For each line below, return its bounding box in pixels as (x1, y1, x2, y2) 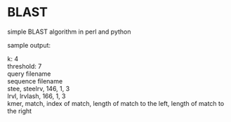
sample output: (7, 41, 51, 49)
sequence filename (7, 76, 63, 85)
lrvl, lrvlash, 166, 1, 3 (7, 92, 66, 100)
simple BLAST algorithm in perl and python (7, 27, 131, 36)
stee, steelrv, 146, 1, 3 (7, 84, 70, 93)
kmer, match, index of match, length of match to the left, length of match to (7, 99, 225, 107)
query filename (7, 69, 51, 78)
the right (7, 107, 32, 115)
